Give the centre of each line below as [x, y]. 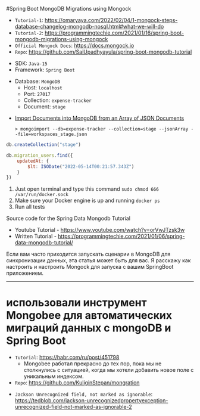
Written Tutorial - [35, 236]
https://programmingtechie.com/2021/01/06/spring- [121, 236]
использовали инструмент [76, 303]
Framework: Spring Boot [45, 70]
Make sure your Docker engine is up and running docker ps [87, 201]
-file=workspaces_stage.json [51, 134]
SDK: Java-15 [31, 63]
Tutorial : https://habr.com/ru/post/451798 [67, 358]
